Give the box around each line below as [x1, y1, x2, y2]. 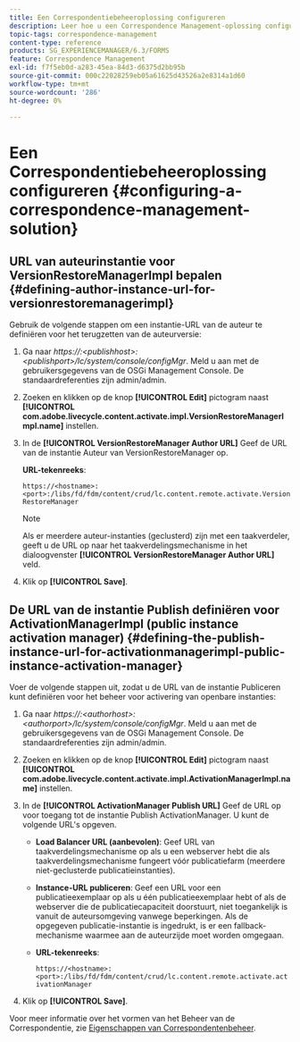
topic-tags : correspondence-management [9, 29, 158, 38]
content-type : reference [9, 38, 102, 47]
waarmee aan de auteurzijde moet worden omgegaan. [84, 930, 284, 941]
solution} [9, 218, 79, 239]
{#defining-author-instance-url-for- [9, 282, 216, 297]
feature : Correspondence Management [9, 55, 146, 63]
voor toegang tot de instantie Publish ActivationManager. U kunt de [21, 810, 270, 820]
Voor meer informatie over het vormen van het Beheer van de [9, 1013, 235, 1024]
